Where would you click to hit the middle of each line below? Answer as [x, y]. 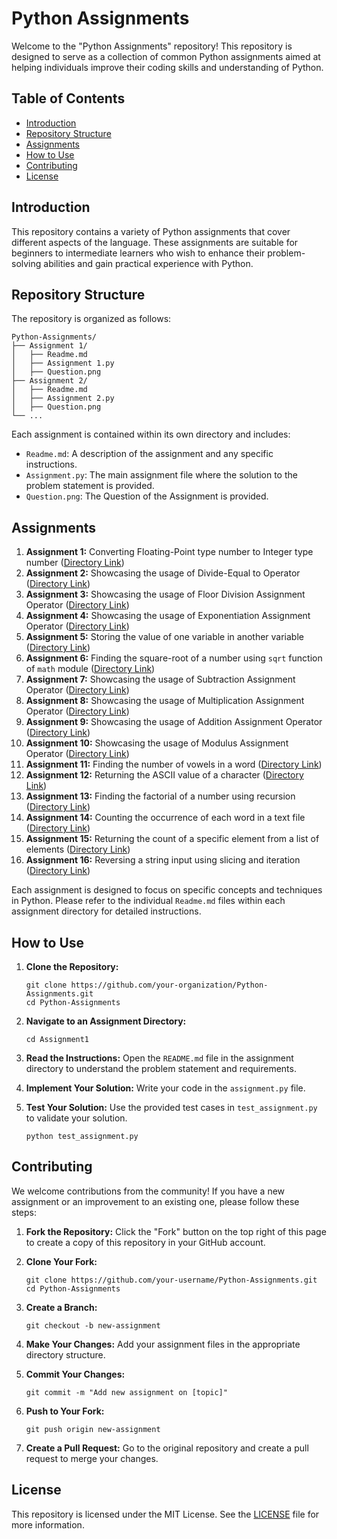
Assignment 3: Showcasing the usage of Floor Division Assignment [165, 594]
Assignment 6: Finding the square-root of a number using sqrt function [174, 658]
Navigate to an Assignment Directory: [106, 1021]
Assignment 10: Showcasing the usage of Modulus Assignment [157, 743]
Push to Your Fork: [65, 1411]
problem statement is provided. [90, 486]
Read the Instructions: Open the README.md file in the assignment [159, 1058]
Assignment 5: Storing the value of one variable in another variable [164, 637]
